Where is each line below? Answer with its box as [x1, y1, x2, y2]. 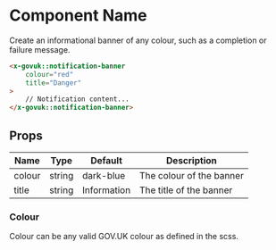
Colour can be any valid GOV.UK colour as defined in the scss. [9, 231, 239, 242]
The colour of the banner [138, 170, 244, 181]
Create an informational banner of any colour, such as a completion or [9, 35, 267, 46]
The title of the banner [138, 184, 233, 196]
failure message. [9, 44, 71, 54]
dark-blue [81, 170, 126, 181]
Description [166, 154, 217, 166]
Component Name [9, 5, 147, 26]
